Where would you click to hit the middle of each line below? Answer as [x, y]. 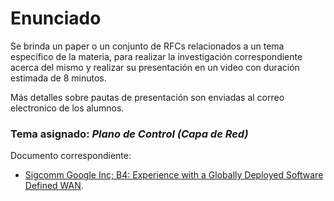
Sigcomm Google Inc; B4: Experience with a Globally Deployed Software [174, 175]
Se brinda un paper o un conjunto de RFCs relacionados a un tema [147, 46]
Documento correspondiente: [71, 156]
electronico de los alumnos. [67, 108]
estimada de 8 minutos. [58, 78]
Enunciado [56, 18]
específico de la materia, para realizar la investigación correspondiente [156, 56]
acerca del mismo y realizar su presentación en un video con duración [155, 67]
